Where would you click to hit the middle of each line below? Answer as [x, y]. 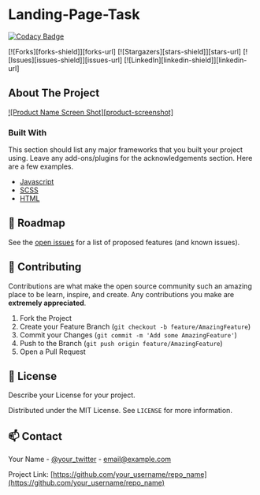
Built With [28, 132]
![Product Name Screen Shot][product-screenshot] [91, 112]
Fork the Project [46, 318]
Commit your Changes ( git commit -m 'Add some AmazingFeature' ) [128, 335]
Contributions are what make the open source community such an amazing [130, 286]
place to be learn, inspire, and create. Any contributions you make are [121, 294]
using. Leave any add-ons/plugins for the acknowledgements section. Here [130, 158]
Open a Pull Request [53, 352]
